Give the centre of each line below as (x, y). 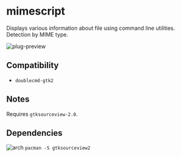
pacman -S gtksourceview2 (58, 148)
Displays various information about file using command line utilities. (91, 28)
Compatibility (32, 65)
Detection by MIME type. (37, 34)
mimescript (36, 11)
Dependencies (34, 133)
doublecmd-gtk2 (34, 80)
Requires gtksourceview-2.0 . (42, 114)
